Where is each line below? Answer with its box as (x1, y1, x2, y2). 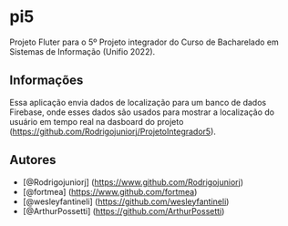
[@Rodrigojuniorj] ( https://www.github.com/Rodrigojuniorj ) (22, 176, 244, 188)
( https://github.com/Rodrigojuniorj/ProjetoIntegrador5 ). (9, 126, 217, 137)
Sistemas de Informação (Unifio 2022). (9, 46, 156, 56)
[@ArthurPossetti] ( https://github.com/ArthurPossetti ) (22, 205, 225, 216)
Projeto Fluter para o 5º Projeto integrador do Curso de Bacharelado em (9, 36, 280, 47)
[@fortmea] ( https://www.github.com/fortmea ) (22, 186, 198, 197)
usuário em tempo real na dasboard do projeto (9, 116, 184, 127)
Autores (9, 152, 57, 168)
